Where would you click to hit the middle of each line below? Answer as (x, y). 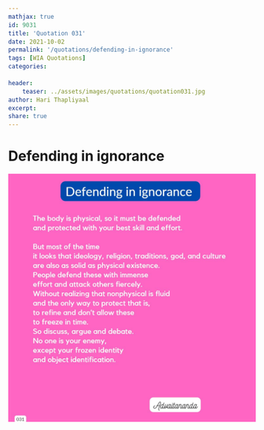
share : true (27, 117)
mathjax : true (31, 17)
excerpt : (22, 108)
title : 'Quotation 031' (47, 33)
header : (21, 83)
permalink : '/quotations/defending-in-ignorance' (91, 50)
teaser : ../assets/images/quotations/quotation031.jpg (114, 91)
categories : (27, 67)
